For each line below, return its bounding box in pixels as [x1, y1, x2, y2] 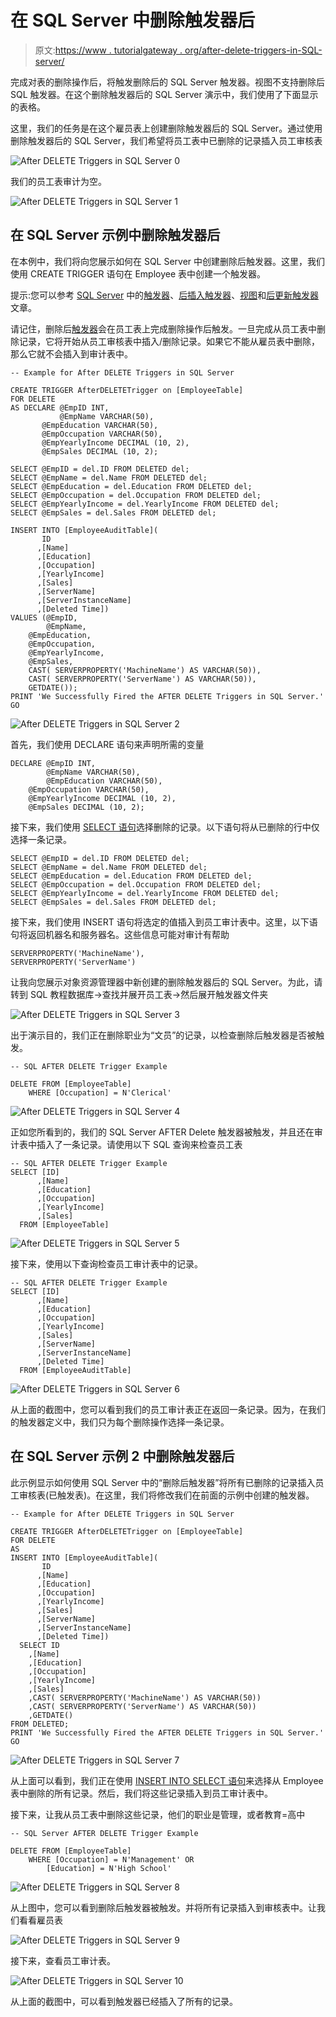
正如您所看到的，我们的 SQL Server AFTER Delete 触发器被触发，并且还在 [10, 1126, 315, 1138]
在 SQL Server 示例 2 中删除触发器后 [10, 1448, 235, 1465]
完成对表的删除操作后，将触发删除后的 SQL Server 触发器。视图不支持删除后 [10, 76, 326, 88]
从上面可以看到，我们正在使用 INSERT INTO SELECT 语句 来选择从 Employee [10, 1774, 324, 1786]
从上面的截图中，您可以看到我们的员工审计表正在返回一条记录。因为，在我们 [10, 1403, 326, 1415]
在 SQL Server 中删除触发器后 [10, 9, 256, 32]
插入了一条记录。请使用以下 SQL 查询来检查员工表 [36, 1138, 243, 1150]
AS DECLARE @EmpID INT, [10, 402, 110, 413]
